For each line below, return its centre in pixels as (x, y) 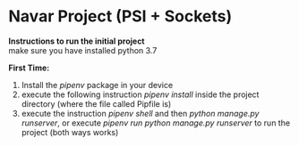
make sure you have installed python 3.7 (83, 50)
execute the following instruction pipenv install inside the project (140, 94)
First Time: (29, 68)
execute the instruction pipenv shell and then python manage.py (140, 113)
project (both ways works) (70, 132)
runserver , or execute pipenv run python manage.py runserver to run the (156, 123)
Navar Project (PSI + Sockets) (120, 16)
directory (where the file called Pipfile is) (96, 103)
